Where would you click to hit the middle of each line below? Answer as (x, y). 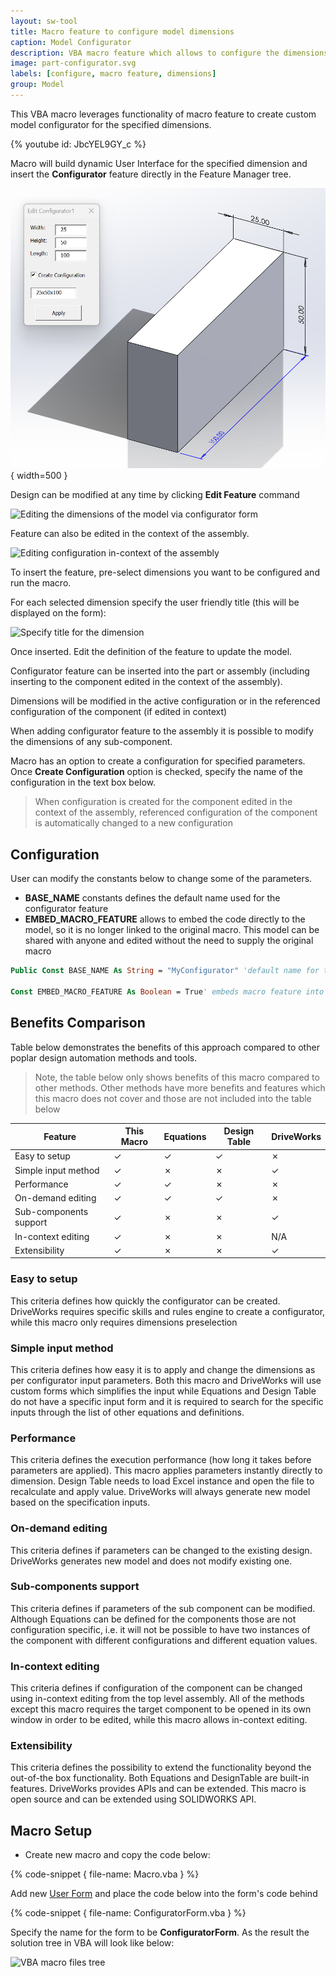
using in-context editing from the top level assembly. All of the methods (157, 1699)
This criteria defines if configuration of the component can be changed (156, 1688)
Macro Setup (51, 1830)
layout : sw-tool (44, 21)
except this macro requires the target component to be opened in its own (161, 1709)
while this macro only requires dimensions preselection (124, 1322)
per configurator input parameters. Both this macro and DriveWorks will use (166, 1380)
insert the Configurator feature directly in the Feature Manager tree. (151, 174)
